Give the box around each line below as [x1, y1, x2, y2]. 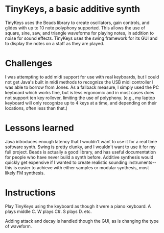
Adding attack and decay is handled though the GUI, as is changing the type [5, 218, 159, 224]
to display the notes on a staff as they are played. [5, 40, 104, 46]
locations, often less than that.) [5, 105, 68, 111]
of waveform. [5, 223, 32, 229]
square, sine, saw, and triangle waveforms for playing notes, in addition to [5, 30, 154, 36]
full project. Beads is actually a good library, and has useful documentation [5, 149, 156, 155]
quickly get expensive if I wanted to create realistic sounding [5, 159, 128, 165]
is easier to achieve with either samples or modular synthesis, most [13, 164, 149, 170]
